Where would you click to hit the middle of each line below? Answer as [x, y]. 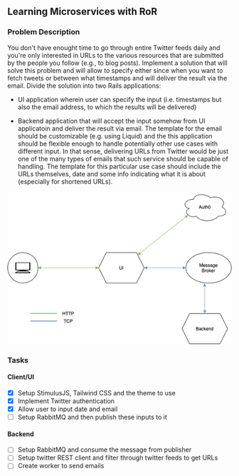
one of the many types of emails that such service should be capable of [123, 158]
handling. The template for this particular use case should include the [119, 166]
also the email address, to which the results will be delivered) [107, 107]
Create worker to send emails [61, 466]
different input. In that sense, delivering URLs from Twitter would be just [123, 151]
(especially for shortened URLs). [65, 181]
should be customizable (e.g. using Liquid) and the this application [115, 136]
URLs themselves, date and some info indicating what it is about [112, 173]
